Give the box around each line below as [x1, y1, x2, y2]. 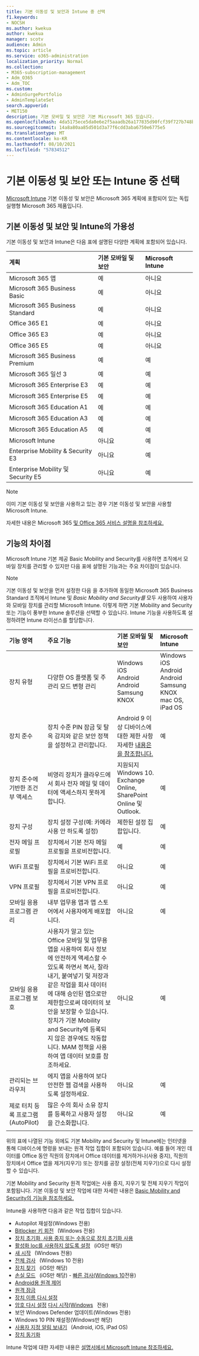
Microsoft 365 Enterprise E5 [9, 392, 88, 400]
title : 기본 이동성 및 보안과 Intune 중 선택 [6, 8, 105, 15]
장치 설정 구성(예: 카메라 [47, 818, 111, 826]
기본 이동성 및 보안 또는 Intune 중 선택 [6, 174, 180, 188]
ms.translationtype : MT [6, 130, 65, 137]
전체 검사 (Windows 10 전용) [14, 1257, 84, 1264]
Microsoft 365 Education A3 [9, 414, 88, 422]
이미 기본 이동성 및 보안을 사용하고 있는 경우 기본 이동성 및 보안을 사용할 [6, 500, 172, 508]
